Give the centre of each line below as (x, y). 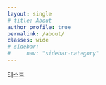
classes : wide (28, 40)
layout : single (30, 14)
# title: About (30, 21)
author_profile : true (39, 27)
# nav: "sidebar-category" (53, 54)
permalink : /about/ (36, 34)
